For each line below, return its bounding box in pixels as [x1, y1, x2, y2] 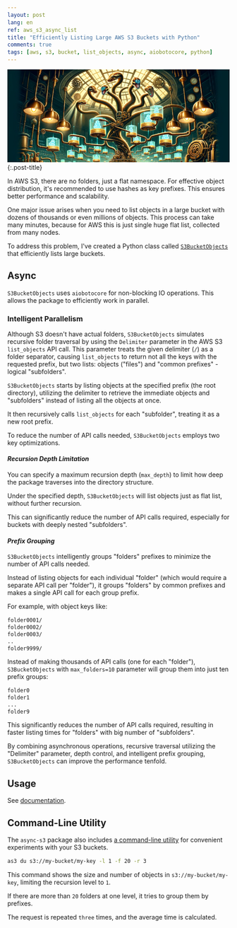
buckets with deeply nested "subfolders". [7, 521, 128, 529]
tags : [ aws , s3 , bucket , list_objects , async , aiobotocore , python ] [7, 49, 213, 56]
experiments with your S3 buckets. [7, 842, 109, 852]
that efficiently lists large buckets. [7, 249, 106, 257]
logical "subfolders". [7, 367, 67, 376]
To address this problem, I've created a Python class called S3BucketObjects [7, 241, 229, 250]
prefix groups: [7, 673, 49, 681]
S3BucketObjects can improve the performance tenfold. [7, 757, 167, 765]
